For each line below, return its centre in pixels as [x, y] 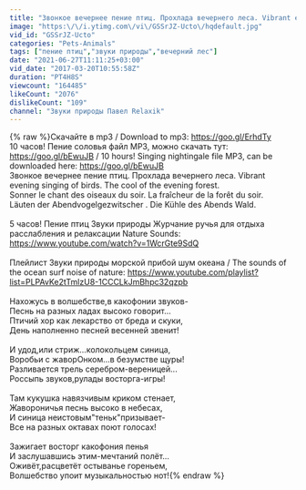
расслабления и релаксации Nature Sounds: [95, 234]
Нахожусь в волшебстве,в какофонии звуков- [99, 301]
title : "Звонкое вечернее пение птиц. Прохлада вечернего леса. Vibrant [150, 18]
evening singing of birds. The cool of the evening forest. [115, 185]
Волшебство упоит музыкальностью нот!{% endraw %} [117, 475]
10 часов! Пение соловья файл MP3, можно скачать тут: [119, 147]
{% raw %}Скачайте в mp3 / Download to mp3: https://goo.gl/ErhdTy [140, 137]
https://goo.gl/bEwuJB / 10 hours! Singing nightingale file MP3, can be [141, 157]
